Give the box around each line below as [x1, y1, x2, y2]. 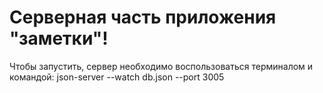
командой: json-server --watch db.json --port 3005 [9, 71, 225, 83]
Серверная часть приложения [9, 6, 277, 29]
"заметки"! [9, 27, 109, 50]
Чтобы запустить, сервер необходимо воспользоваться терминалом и [9, 60, 314, 72]
